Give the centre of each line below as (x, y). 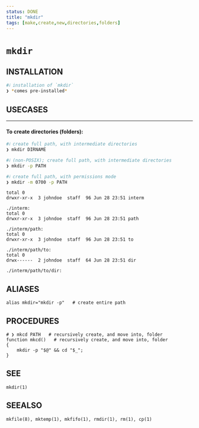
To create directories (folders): (45, 131)
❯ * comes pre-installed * (37, 91)
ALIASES (23, 289)
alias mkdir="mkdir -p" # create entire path (66, 303)
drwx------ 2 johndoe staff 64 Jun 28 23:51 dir (71, 260)
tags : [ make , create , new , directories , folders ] (63, 23)
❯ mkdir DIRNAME (26, 150)
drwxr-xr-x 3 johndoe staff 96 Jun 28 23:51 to (70, 240)
